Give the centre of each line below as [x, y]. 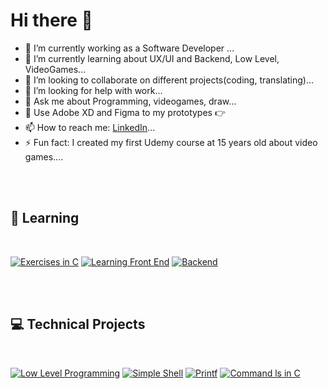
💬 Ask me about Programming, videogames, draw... [130, 101]
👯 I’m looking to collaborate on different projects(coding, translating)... [169, 80]
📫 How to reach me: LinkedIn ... [90, 127]
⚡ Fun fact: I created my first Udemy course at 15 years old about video [171, 142]
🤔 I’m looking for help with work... [93, 90]
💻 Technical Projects [78, 324]
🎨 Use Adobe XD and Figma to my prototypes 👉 [125, 112]
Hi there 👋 [51, 20]
